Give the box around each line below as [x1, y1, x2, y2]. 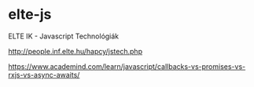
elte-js [8, 5, 52, 24]
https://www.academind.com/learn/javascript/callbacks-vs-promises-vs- [8, 61, 246, 71]
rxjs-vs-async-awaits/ [8, 70, 80, 79]
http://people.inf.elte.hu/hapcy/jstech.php [8, 46, 143, 56]
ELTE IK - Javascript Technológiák [8, 31, 120, 41]
